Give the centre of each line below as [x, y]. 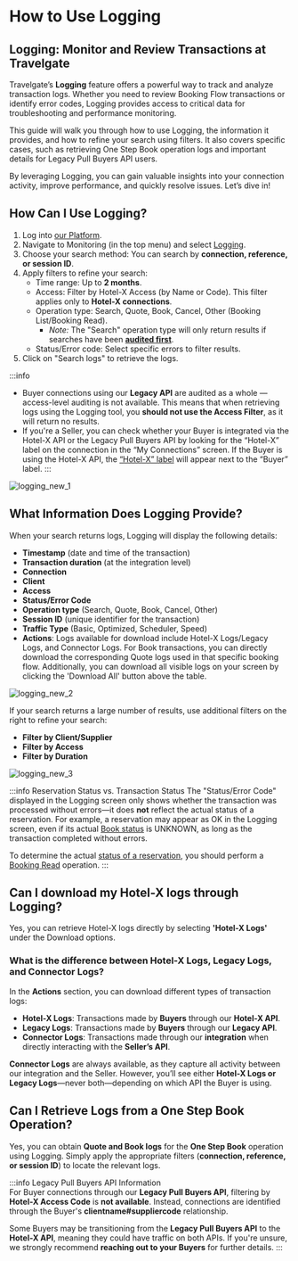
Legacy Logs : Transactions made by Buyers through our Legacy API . [149, 1027]
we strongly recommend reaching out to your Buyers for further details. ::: [146, 1247]
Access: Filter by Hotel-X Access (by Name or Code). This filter [152, 292]
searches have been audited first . [111, 339]
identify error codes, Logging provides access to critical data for [127, 103]
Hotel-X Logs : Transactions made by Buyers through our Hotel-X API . [151, 1018]
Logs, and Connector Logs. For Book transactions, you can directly [145, 647]
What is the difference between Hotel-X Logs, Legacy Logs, [141, 960]
